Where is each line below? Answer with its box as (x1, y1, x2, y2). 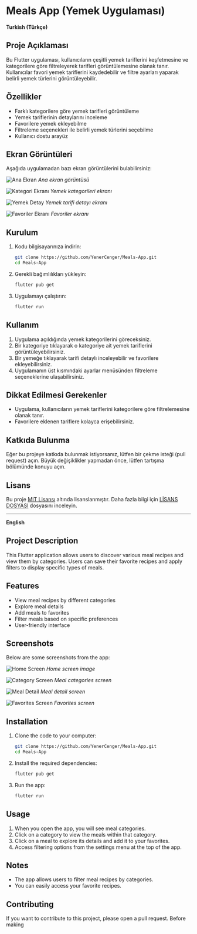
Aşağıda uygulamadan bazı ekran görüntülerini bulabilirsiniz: (6, 165, 152, 172)
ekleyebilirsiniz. (14, 360, 52, 367)
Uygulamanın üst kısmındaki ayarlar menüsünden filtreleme (14, 367, 158, 374)
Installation (6, 716, 48, 726)
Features (6, 581, 39, 591)
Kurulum (6, 227, 39, 237)
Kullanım (6, 320, 39, 330)
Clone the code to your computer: (14, 732, 97, 739)
